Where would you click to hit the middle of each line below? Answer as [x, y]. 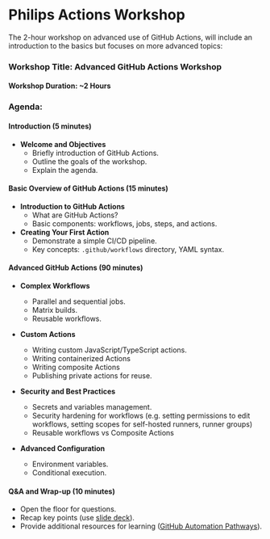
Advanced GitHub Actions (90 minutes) [76, 267]
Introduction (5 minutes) [50, 126]
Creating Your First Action [64, 232]
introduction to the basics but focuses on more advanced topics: [116, 45]
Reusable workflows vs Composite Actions [103, 432]
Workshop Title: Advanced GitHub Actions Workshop [115, 66]
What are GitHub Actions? [75, 215]
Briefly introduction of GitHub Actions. [96, 153]
